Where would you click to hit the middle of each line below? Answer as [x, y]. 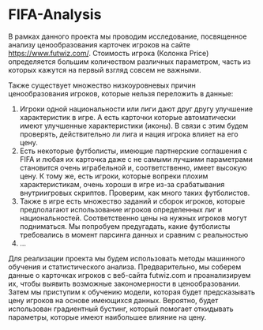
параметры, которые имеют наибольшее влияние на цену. [107, 317]
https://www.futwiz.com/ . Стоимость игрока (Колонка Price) [109, 53]
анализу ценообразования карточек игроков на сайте [100, 44]
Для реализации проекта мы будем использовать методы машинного [127, 258]
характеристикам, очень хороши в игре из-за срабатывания [122, 184]
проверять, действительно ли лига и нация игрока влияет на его [129, 134]
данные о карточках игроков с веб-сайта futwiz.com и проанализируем [130, 275]
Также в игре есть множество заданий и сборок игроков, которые [132, 201]
